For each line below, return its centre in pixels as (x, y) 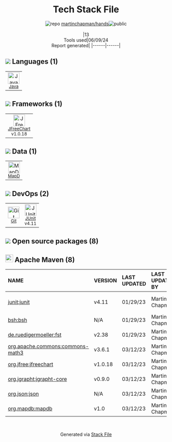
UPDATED (134, 284)
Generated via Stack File (86, 434)
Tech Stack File (86, 9)
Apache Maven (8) (45, 260)
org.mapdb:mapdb (30, 409)
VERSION (105, 281)
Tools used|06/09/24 (86, 40)
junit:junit (19, 302)
